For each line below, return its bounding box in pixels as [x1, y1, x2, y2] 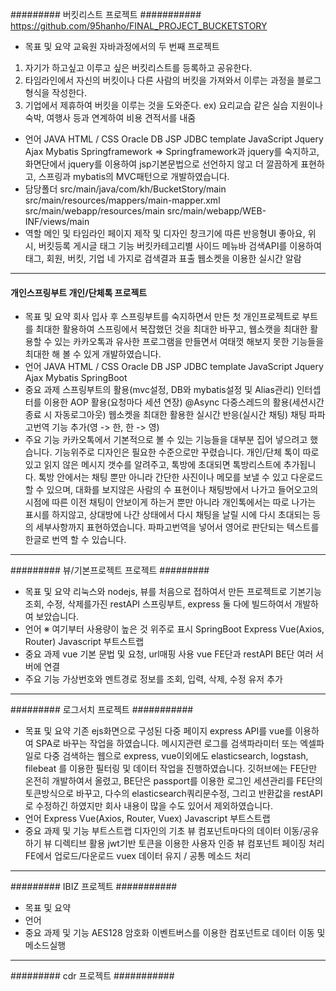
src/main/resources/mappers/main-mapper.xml [24, 194, 221, 206]
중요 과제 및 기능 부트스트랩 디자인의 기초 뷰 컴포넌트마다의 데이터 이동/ [24, 825, 303, 837]
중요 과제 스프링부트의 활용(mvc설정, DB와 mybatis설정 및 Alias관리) [24, 384, 295, 396]
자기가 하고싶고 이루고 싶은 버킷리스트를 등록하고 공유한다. [24, 62, 253, 73]
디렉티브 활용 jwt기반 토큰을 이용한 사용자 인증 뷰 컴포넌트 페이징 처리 [54, 838, 325, 850]
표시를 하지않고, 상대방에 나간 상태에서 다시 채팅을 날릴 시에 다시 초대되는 [24, 509, 311, 521]
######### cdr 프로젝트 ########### [10, 970, 175, 982]
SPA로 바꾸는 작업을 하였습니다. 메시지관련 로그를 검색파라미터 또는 [35, 738, 298, 750]
